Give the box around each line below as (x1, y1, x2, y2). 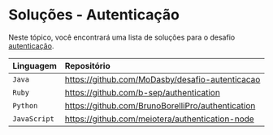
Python (12, 101, 38, 110)
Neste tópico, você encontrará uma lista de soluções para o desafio (8, 32, 236, 42)
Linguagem (12, 60, 57, 71)
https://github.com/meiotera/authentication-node (64, 113, 254, 124)
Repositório (64, 60, 111, 71)
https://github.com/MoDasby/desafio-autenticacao (64, 74, 261, 85)
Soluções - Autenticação (8, 6, 180, 24)
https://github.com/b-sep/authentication (64, 86, 221, 98)
